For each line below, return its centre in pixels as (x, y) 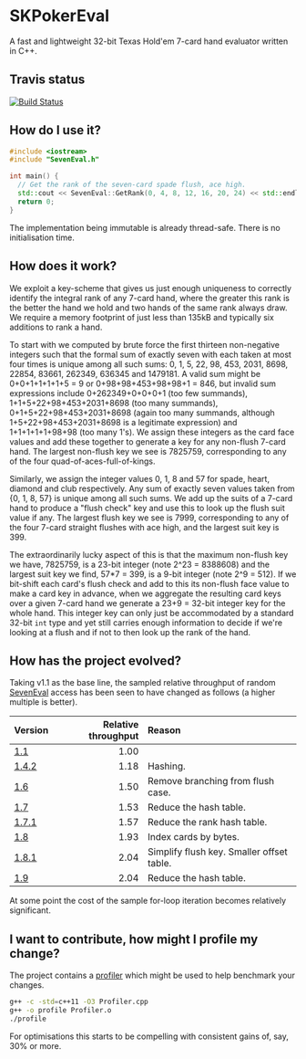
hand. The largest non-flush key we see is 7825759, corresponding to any (148, 451)
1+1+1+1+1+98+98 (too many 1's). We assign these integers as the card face (152, 432)
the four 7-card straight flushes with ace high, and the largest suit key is (144, 527)
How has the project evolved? (96, 661)
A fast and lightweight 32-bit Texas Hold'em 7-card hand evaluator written (149, 41)
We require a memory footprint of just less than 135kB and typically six (142, 317)
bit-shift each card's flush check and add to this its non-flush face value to (149, 583)
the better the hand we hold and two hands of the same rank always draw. (148, 308)
